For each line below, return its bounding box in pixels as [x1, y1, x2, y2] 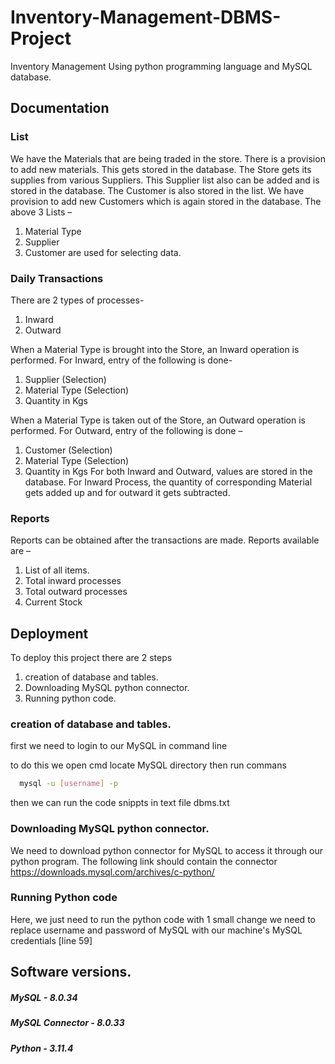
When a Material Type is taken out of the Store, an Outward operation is [10, 414, 306, 426]
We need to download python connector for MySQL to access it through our [10, 844, 324, 856]
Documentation [10, 100, 110, 117]
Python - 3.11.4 [10, 1042, 74, 1054]
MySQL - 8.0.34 [10, 991, 78, 1003]
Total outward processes [24, 586, 128, 598]
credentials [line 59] [10, 934, 93, 946]
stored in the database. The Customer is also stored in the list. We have [10, 184, 305, 196]
